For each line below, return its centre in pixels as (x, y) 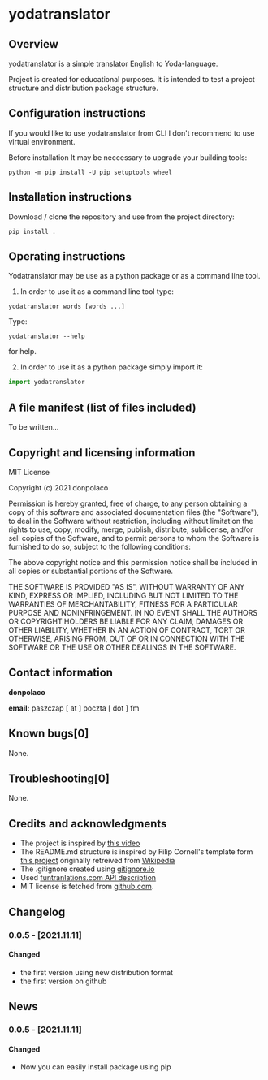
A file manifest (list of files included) (102, 407)
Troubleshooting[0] (59, 778)
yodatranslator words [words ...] (67, 307)
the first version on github (63, 981)
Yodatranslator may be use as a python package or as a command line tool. (134, 276)
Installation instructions (70, 197)
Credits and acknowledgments (88, 824)
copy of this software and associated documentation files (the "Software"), (134, 512)
